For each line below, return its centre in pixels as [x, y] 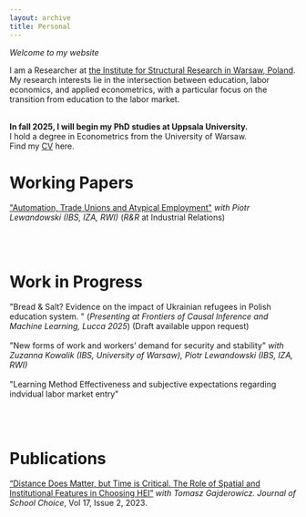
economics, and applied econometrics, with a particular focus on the [138, 89]
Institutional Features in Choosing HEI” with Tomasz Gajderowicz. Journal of [153, 493]
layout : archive [40, 18]
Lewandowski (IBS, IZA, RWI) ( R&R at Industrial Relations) [117, 217]
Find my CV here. [42, 146]
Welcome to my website [55, 52]
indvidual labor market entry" [64, 394]
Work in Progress [76, 281]
